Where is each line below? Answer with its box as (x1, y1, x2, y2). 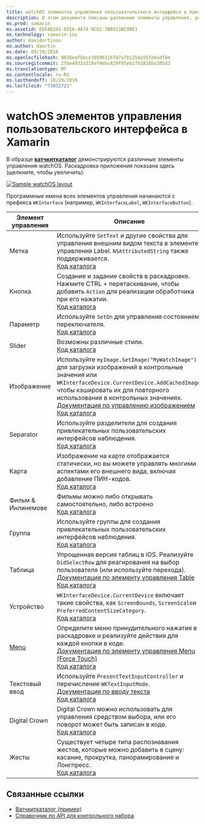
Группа (9, 529, 31, 537)
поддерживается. (57, 254, 109, 263)
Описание (113, 217, 145, 225)
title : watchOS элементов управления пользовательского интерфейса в (6, 9, 187, 15)
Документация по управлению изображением (57, 401, 195, 409)
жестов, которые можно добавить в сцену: (57, 745, 185, 753)
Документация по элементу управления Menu (57, 646, 195, 655)
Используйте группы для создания (57, 517, 160, 526)
